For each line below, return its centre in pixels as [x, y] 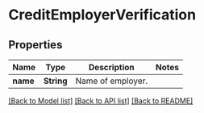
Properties [35, 45]
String [55, 81]
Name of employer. [112, 81]
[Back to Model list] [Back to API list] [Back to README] [101, 101]
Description [111, 67]
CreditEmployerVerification [102, 15]
